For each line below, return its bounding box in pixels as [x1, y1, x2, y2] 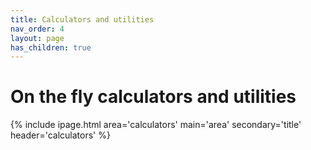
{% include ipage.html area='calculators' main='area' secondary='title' [10, 119, 302, 131]
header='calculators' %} [10, 129, 111, 141]
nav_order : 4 [10, 24, 65, 34]
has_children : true [10, 42, 92, 53]
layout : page [10, 33, 65, 43]
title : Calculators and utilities [10, 14, 155, 25]
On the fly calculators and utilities [10, 86, 297, 108]
